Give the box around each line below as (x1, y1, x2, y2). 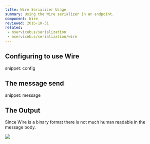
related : (5, 25, 23, 30)
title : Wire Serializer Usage (5, 7, 67, 12)
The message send (5, 79, 64, 88)
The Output (5, 106, 40, 114)
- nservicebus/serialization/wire (7, 35, 77, 39)
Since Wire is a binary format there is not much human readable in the (5, 119, 146, 125)
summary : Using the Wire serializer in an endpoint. (5, 12, 114, 17)
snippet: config (5, 65, 36, 71)
